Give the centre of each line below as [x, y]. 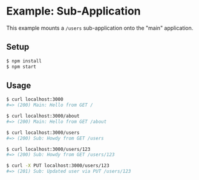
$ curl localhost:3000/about [43, 116]
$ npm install [24, 61]
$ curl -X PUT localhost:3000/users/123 [58, 166]
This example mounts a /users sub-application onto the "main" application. [100, 28]
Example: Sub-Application [73, 11]
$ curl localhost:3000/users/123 [48, 149]
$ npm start [21, 67]
